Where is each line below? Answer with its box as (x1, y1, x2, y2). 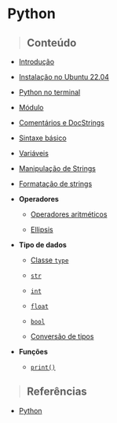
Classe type (30, 255, 69, 265)
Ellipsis (30, 225, 53, 234)
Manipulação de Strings (18, 164, 96, 173)
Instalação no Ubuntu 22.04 (18, 72, 109, 81)
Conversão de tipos (30, 332, 94, 341)
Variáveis (18, 149, 49, 158)
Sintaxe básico (18, 133, 68, 143)
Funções (18, 347, 48, 356)
